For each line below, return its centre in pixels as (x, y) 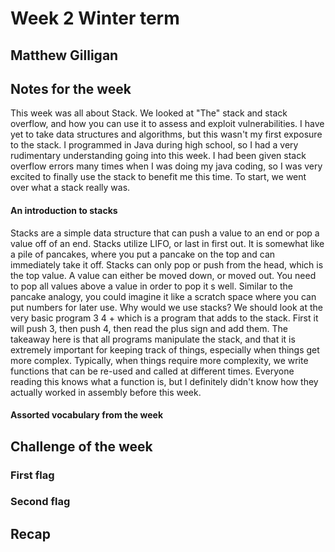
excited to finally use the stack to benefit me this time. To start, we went (158, 177)
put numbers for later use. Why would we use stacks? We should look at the (166, 307)
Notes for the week (71, 88)
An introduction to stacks (64, 210)
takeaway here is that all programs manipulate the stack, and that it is (153, 339)
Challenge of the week (81, 446)
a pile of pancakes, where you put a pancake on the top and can (143, 254)
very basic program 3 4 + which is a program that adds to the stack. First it (164, 318)
